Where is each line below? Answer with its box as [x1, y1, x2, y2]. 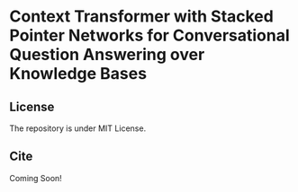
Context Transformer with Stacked [9, 6, 275, 27]
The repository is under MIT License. [9, 123, 147, 134]
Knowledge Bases [9, 64, 147, 84]
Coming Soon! [9, 172, 63, 183]
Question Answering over [9, 45, 205, 65]
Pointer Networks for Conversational [9, 25, 290, 46]
